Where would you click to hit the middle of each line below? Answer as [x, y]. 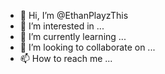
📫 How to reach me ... [66, 58]
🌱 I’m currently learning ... [73, 36]
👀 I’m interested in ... [62, 26]
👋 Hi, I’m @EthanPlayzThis [74, 15]
